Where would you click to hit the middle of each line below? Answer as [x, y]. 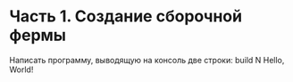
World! [21, 70]
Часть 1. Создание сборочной [126, 16]
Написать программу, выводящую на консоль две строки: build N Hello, [147, 60]
